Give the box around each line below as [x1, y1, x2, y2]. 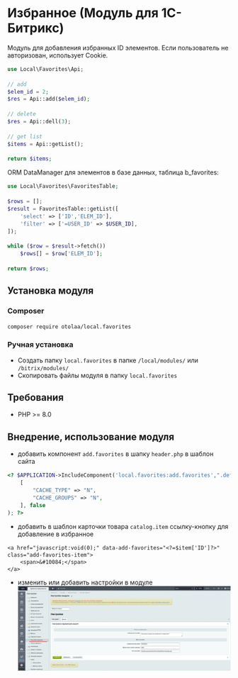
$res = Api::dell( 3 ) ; [7, 118, 72, 126]
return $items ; [7, 155, 52, 162]
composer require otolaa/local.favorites [7, 323, 132, 330]
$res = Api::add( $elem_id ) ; [7, 96, 91, 103]
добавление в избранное [17, 530, 94, 538]
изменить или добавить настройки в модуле [17, 578, 153, 587]
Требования [7, 391, 64, 404]
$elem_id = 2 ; [7, 88, 50, 95]
